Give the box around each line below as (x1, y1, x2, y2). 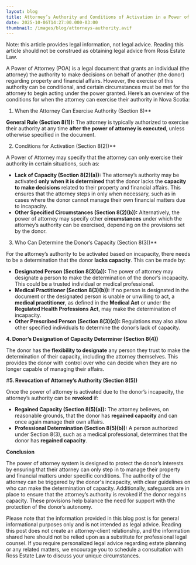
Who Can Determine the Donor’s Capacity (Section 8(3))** (14, 239, 157, 246)
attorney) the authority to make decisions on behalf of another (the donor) (6, 71, 185, 78)
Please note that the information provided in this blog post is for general (6, 515, 180, 522)
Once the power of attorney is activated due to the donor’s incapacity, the (6, 388, 184, 395)
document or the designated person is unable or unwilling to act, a (14, 293, 175, 300)
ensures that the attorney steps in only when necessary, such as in (14, 190, 176, 197)
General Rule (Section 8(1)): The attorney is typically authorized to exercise (6, 119, 189, 126)
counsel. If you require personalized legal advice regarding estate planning (6, 540, 187, 547)
